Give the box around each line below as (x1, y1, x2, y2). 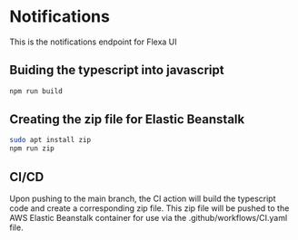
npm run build (9, 86, 64, 96)
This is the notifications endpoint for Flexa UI (9, 36, 177, 47)
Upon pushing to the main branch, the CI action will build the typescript (9, 193, 276, 204)
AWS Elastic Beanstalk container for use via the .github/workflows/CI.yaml (9, 213, 288, 223)
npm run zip (9, 144, 55, 153)
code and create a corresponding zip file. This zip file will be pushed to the (9, 203, 290, 214)
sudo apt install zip (9, 136, 92, 145)
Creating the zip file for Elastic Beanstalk (9, 111, 245, 128)
